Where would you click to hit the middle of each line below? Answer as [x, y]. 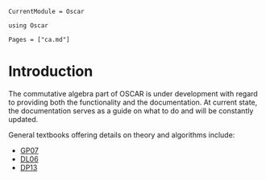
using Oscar [28, 26]
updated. [23, 119]
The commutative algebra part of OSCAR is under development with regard [133, 93]
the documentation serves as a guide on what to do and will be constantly [131, 110]
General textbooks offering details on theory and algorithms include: [122, 135]
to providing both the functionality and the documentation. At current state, [133, 102]
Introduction [51, 72]
